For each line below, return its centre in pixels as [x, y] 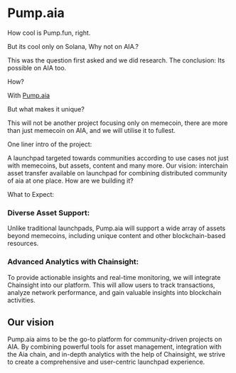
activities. [21, 300]
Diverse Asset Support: [49, 212]
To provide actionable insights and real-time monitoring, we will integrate [114, 277]
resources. [23, 244]
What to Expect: [31, 194]
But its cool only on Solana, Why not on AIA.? [73, 46]
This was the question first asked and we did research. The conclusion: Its [116, 60]
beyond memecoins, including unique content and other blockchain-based [117, 236]
